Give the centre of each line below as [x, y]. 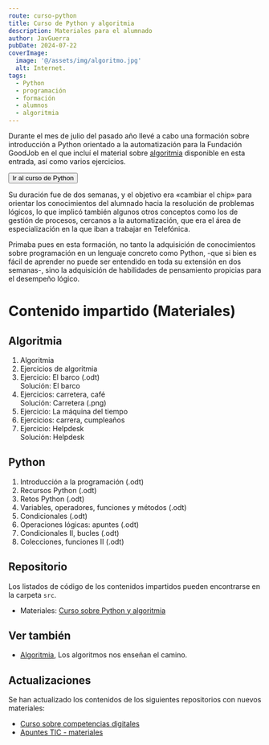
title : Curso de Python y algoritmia [71, 23]
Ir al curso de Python [43, 178]
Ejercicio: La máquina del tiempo [74, 412]
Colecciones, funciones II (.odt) [72, 541]
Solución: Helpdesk [52, 437]
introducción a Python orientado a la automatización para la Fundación [125, 144]
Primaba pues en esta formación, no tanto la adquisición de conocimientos [132, 245]
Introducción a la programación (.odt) [82, 482]
